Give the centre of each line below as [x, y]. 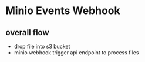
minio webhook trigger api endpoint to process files [76, 53]
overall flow [27, 32]
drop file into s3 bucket [42, 46]
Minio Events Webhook [63, 11]
